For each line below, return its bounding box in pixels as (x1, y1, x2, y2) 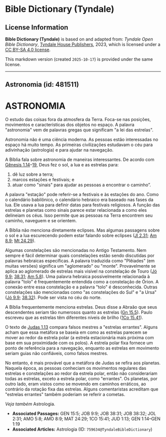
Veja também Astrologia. (5, 401, 55, 407)
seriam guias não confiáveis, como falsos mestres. (5, 351, 109, 357)
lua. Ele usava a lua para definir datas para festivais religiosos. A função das (5, 202, 160, 208)
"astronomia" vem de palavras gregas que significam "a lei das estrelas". (5, 127, 154, 133)
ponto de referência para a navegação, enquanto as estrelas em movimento (5, 345, 160, 351)
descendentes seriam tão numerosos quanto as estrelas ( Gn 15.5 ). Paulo (5, 310, 153, 316)
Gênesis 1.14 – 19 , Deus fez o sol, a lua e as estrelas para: (5, 162, 119, 168)
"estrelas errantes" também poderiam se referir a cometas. (5, 392, 125, 397)
